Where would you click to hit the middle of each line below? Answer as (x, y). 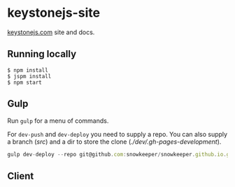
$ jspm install (29, 76)
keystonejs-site (54, 13)
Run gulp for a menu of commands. (58, 121)
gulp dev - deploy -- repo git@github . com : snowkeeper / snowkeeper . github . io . (117, 154)
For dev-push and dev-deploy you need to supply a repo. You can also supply (117, 134)
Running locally (42, 54)
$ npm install (28, 70)
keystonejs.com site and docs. (51, 32)
